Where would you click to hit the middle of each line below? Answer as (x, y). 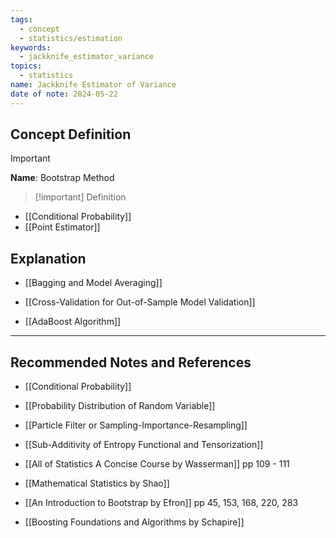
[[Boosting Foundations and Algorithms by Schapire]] (134, 522)
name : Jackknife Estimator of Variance (93, 85)
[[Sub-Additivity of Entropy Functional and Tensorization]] (144, 445)
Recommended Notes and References (131, 362)
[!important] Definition (80, 197)
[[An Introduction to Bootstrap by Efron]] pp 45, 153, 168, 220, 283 (161, 503)
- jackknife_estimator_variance (87, 57)
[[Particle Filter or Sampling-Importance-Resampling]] (136, 425)
